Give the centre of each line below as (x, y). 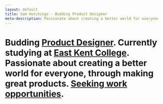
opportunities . (34, 94)
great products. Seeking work (66, 83)
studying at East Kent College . (67, 52)
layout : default (21, 9)
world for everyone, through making (79, 73)
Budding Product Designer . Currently (81, 42)
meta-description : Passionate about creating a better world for (72, 18)
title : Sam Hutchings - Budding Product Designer (56, 14)
